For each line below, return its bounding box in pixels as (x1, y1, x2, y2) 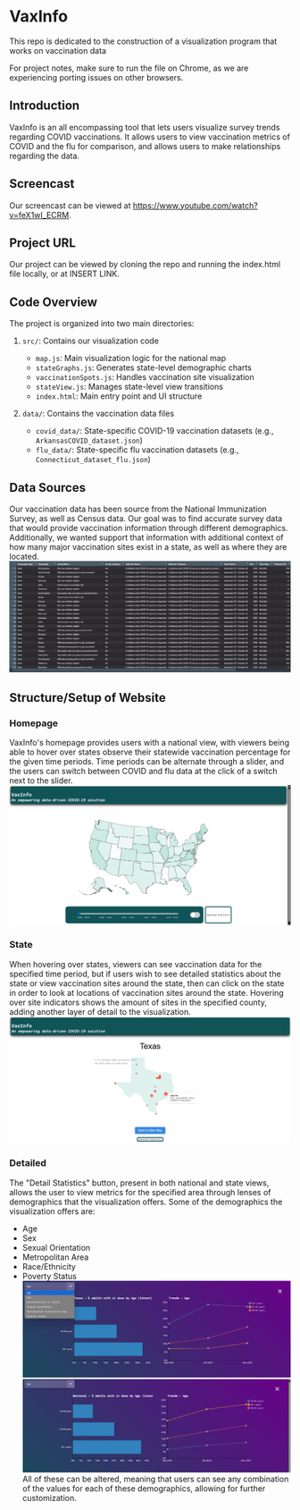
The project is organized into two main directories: (9, 318, 195, 329)
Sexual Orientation (21, 1242, 91, 1253)
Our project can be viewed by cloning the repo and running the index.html (9, 259, 281, 270)
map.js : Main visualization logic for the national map (35, 353, 227, 364)
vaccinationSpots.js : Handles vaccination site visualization (35, 372, 254, 383)
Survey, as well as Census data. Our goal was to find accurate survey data (9, 513, 283, 524)
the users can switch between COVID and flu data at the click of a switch (9, 766, 278, 777)
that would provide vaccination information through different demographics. (9, 523, 288, 533)
